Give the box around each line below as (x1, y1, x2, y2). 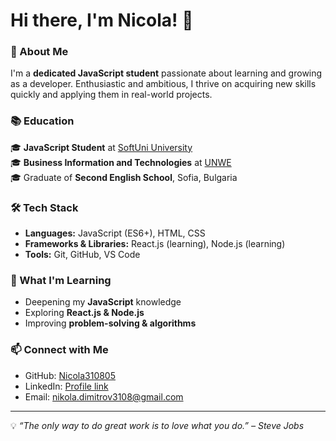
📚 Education (10, 114, 75, 128)
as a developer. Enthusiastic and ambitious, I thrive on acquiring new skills (10, 78, 317, 90)
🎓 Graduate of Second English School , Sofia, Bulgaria (10, 171, 238, 183)
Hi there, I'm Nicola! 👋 (10, 9, 194, 32)
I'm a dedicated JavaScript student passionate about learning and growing (10, 67, 323, 79)
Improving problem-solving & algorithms (24, 317, 197, 329)
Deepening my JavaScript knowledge (24, 296, 182, 308)
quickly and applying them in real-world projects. (10, 89, 213, 101)
